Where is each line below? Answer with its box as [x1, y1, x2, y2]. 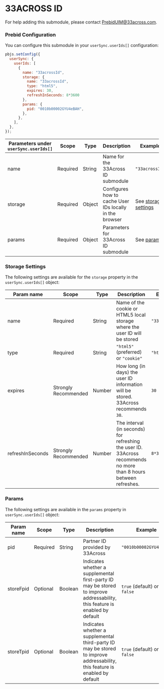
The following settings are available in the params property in [5, 506, 126, 512]
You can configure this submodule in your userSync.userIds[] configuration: [5, 43, 159, 48]
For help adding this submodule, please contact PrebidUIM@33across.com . [5, 19, 158, 25]
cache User [102, 197, 129, 204]
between [116, 474, 137, 481]
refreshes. [116, 481, 140, 488]
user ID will [116, 330, 142, 337]
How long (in [116, 363, 145, 369]
